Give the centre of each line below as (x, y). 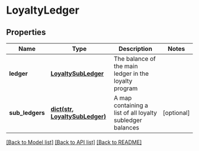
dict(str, (62, 109)
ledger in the (131, 73)
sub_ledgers (27, 113)
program (126, 88)
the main (126, 66)
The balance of (134, 59)
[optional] (176, 113)
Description (135, 49)
